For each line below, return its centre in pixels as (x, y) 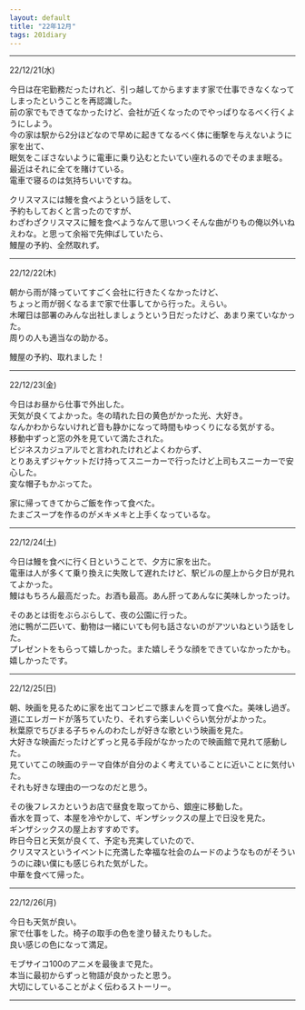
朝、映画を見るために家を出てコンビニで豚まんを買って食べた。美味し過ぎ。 (152, 708)
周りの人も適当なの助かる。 (61, 338)
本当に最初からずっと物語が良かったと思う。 (93, 975)
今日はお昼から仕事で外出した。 (69, 405)
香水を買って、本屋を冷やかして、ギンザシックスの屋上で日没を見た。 (140, 818)
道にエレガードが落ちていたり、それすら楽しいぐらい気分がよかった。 (140, 719)
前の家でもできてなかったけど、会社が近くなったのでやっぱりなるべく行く (148, 112)
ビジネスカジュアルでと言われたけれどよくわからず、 (108, 450)
